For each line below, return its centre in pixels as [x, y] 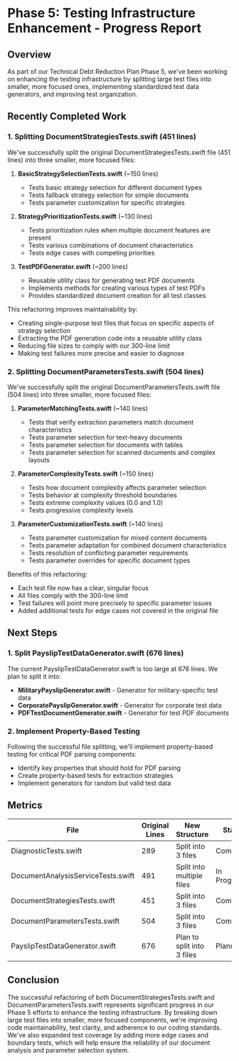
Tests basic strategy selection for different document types [115, 187]
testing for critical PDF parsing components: [72, 754]
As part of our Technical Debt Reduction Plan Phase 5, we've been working [117, 71]
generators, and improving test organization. [73, 94]
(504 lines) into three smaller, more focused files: [79, 394]
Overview [30, 54]
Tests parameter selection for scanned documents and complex [122, 452]
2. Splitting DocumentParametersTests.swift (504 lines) [106, 371]
